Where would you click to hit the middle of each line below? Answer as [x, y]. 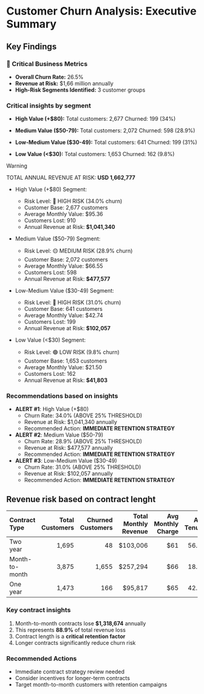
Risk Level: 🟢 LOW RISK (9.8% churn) [72, 352]
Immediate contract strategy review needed [70, 672]
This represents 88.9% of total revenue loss [70, 630]
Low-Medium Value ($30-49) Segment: [64, 291]
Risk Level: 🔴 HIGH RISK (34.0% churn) [73, 201]
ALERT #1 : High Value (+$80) [52, 409]
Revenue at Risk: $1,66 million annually [64, 83]
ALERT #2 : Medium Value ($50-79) [59, 435]
